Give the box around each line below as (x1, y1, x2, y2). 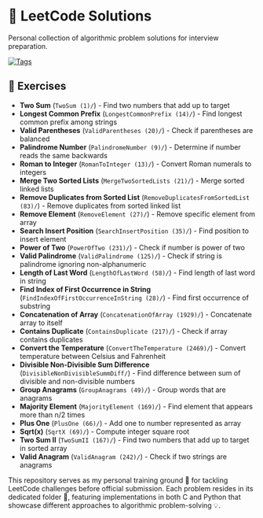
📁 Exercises (8, 80, 67, 93)
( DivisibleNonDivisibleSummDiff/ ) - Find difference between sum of (19, 368, 241, 377)
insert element (19, 234, 67, 243)
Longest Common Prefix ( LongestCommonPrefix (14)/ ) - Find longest (19, 109, 243, 118)
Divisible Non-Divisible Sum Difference (19, 360, 150, 369)
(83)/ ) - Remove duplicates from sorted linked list (19, 201, 181, 210)
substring (19, 301, 51, 310)
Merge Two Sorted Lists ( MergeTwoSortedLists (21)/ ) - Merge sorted (19, 176, 245, 185)
